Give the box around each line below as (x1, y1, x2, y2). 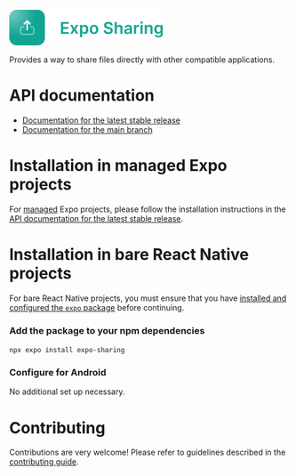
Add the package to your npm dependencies (9, 324, 205, 336)
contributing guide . (9, 456, 79, 467)
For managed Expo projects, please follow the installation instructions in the (9, 204, 286, 214)
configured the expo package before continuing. (9, 302, 185, 312)
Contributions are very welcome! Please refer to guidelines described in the (9, 447, 286, 458)
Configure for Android (9, 367, 107, 379)
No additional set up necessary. (9, 386, 125, 397)
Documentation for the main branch (21, 124, 153, 134)
